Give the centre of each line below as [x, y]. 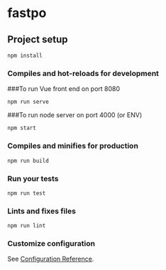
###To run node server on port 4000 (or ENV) [75, 115]
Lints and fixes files [42, 211]
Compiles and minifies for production [73, 146]
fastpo [27, 13]
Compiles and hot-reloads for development [83, 73]
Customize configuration [51, 244]
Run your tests [33, 178]
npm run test [27, 193]
